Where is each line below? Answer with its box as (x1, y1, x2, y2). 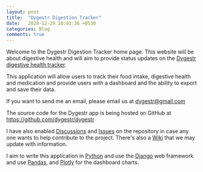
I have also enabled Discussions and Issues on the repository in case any (6, 128, 189, 135)
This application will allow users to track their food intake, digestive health (6, 73, 191, 80)
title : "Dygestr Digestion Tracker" (6, 15, 102, 21)
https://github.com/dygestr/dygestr (6, 116, 95, 123)
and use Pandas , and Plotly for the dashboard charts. (6, 159, 139, 166)
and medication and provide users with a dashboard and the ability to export (6, 80, 197, 87)
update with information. (6, 140, 68, 148)
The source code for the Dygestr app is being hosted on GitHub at (6, 109, 171, 117)
